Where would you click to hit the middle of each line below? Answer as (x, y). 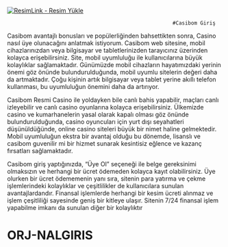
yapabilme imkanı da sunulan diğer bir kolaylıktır (75, 208)
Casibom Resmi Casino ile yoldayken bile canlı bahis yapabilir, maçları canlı (113, 100)
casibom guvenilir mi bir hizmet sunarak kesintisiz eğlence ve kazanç (104, 143)
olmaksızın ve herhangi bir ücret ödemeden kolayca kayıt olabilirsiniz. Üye (111, 171)
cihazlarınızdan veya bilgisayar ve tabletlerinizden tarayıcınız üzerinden (107, 50)
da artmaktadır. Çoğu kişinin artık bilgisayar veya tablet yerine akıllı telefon (112, 79)
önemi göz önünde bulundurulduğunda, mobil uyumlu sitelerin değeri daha (112, 72)
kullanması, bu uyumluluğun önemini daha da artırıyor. (83, 87)
